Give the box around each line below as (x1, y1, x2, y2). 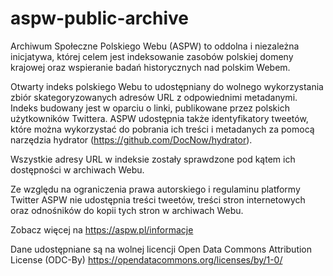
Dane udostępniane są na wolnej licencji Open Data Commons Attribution (10, 243, 313, 255)
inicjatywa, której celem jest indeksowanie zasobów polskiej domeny (10, 50, 294, 62)
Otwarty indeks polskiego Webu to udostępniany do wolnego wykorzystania (10, 80, 324, 92)
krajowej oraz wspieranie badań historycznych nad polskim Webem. (10, 61, 291, 73)
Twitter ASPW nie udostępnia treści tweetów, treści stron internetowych (10, 193, 306, 206)
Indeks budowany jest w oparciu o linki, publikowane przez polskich (10, 102, 290, 114)
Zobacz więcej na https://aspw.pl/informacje (10, 223, 194, 236)
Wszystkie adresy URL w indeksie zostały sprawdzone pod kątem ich (10, 153, 296, 165)
